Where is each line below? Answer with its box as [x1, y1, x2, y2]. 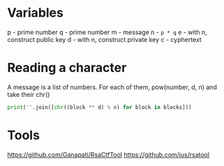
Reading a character [7, 60, 127, 76]
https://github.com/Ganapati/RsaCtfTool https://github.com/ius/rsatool [7, 150, 210, 158]
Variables [7, 5, 64, 21]
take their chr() [7, 90, 50, 98]
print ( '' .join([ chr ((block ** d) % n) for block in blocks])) [7, 103, 192, 111]
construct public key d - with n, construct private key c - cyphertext [7, 35, 202, 43]
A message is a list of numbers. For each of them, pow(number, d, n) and [7, 82, 218, 91]
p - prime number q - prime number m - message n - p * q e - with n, [7, 28, 207, 36]
